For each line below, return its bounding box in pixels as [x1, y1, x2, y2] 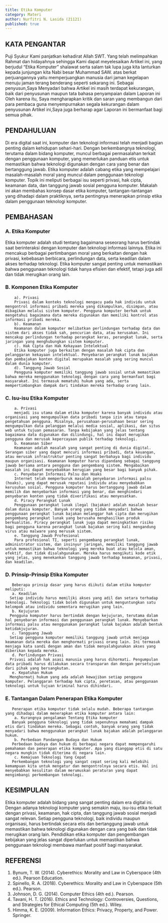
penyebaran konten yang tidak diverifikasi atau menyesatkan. [5, 494, 138, 499]
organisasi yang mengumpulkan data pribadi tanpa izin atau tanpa [5, 415, 147, 420]
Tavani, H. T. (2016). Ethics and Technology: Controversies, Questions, [12, 896, 159, 902]
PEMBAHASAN [5, 213, 53, 221]
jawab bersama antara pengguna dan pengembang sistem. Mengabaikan [5, 463, 149, 468]
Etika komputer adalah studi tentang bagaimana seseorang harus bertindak [5, 239, 160, 245]
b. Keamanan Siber [14, 441, 53, 446]
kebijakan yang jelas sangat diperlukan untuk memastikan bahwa [5, 836, 140, 843]
